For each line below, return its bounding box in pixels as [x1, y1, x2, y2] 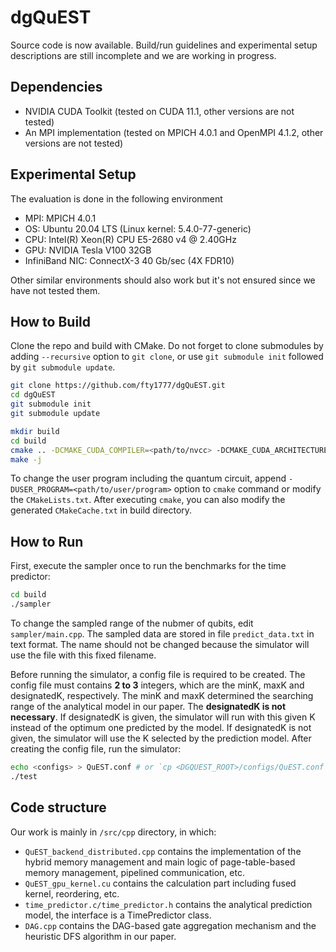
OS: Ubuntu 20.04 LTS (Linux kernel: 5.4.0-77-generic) [24, 222, 252, 235]
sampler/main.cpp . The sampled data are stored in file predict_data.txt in [10, 627, 315, 640]
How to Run [10, 533, 84, 550]
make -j [10, 454, 43, 465]
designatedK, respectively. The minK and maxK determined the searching [10, 689, 314, 701]
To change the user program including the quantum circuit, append [10, 472, 287, 485]
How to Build [10, 313, 92, 330]
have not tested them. [10, 284, 101, 296]
